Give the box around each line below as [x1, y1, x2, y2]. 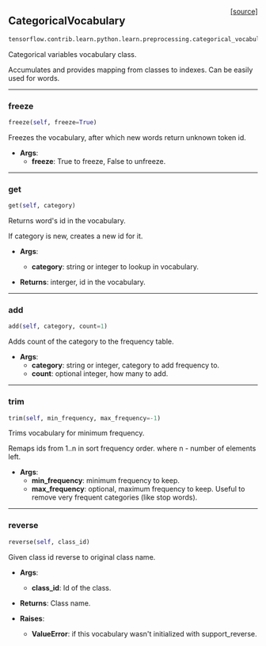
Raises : [19, 614, 45, 623]
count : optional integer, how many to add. [31, 369, 169, 378]
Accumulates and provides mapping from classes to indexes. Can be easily [8, 65, 253, 74]
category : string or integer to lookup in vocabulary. [31, 262, 199, 272]
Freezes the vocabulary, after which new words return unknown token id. [8, 132, 247, 142]
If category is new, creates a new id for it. [8, 231, 143, 241]
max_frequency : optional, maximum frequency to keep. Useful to [31, 484, 245, 494]
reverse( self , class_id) [8, 538, 90, 545]
